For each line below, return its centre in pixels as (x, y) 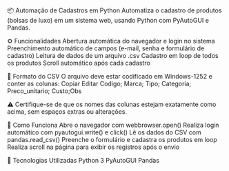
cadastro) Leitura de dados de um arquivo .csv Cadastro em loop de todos (113, 56)
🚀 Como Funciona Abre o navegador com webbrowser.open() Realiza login (113, 125)
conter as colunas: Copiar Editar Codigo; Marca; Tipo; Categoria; (99, 83)
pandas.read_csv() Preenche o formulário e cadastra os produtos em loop (112, 140)
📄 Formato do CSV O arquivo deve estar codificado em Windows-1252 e (110, 76)
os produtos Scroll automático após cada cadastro (79, 63)
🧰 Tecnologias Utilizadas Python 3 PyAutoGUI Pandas (83, 160)
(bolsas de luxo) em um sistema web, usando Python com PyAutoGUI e (108, 20)
